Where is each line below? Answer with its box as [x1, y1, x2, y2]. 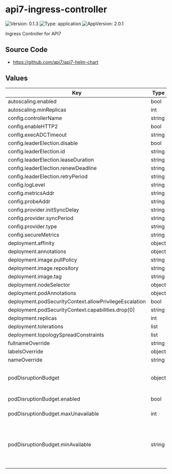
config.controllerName [8, 114, 62, 122]
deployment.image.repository [8, 264, 79, 271]
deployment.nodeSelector [8, 281, 71, 288]
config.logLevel [8, 181, 45, 188]
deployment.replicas [8, 314, 57, 322]
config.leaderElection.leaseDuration [8, 156, 94, 163]
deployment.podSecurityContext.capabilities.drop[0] [8, 306, 135, 313]
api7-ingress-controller [5, 4, 107, 15]
